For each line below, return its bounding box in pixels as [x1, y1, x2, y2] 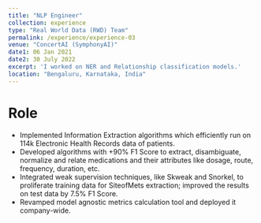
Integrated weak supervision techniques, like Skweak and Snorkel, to [19, 172, 244, 181]
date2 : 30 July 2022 [8, 56, 76, 64]
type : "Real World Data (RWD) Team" [8, 26, 129, 34]
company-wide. [19, 206, 71, 215]
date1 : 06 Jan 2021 [8, 48, 73, 56]
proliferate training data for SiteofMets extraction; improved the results [19, 180, 250, 190]
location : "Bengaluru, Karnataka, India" [8, 70, 147, 78]
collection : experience [8, 19, 87, 27]
